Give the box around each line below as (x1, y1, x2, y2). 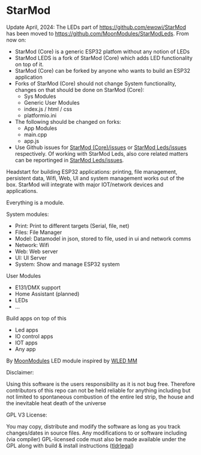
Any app (14, 345, 36, 352)
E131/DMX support (14, 284, 61, 291)
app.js (23, 137, 40, 144)
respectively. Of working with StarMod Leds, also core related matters (14, 150, 188, 157)
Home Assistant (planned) (14, 290, 80, 298)
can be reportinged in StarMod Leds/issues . (14, 156, 124, 163)
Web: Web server (14, 248, 58, 255)
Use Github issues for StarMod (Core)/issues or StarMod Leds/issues (14, 144, 187, 151)
